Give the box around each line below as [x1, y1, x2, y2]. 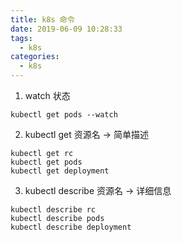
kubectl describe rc [10, 205, 97, 215]
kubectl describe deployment [10, 222, 132, 232]
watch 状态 [24, 90, 71, 101]
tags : [10, 33, 33, 43]
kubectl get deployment [10, 166, 110, 176]
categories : [10, 52, 60, 62]
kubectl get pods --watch [10, 110, 118, 120]
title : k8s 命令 [10, 14, 75, 25]
